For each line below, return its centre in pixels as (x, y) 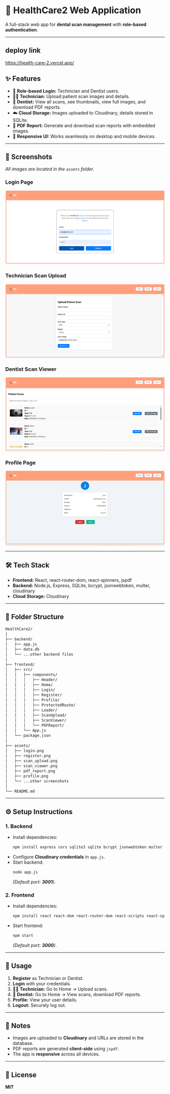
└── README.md (20, 791)
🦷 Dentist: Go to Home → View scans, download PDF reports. (77, 994)
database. (23, 1043)
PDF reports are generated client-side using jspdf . (66, 1049)
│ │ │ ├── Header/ (31, 680)
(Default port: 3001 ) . (34, 881)
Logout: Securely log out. (39, 1005)
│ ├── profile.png (27, 776)
